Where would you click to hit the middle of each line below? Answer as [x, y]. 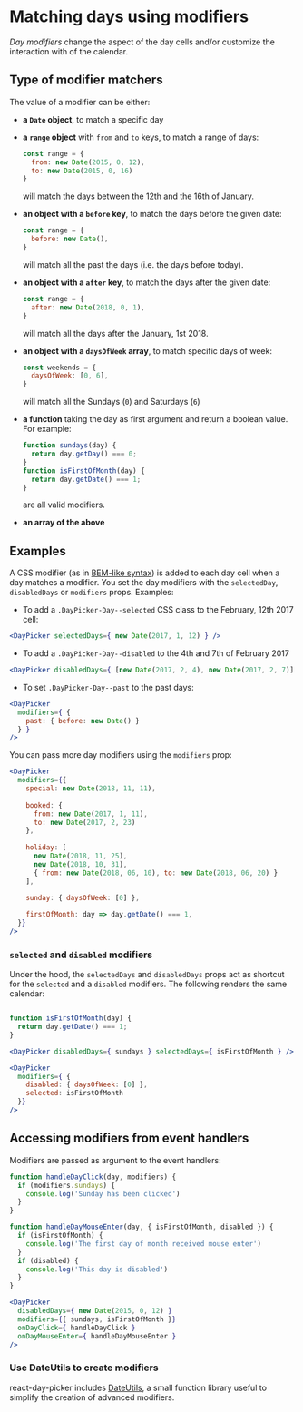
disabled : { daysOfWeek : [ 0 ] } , [87, 1085]
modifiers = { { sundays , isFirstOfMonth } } [97, 1319]
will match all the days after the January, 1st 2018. [115, 333]
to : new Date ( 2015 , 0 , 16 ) [82, 171]
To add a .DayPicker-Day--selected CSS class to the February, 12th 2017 [158, 610]
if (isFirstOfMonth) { [60, 1236]
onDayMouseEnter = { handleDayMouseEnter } [97, 1336]
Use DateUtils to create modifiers [84, 1368]
